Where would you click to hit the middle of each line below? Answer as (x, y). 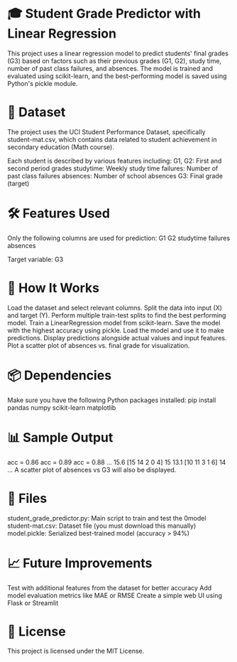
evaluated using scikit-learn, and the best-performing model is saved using (117, 76)
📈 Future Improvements (80, 563)
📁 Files (27, 498)
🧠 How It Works (53, 288)
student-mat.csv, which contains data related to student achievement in (112, 139)
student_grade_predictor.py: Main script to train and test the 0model (107, 518)
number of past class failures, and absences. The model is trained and (110, 68)
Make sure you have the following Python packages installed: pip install (112, 400)
